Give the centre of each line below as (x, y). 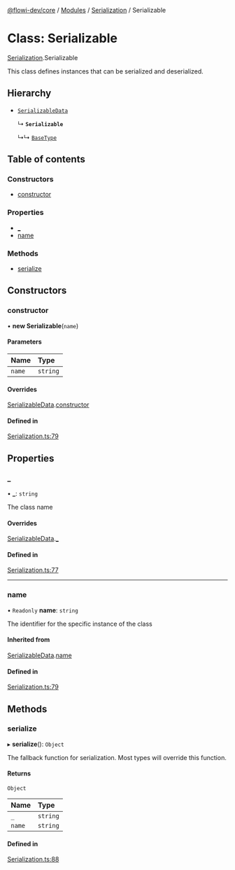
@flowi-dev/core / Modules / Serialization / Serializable (87, 10)
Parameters (24, 342)
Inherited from (29, 640)
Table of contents (46, 159)
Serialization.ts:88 (33, 860)
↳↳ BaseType (37, 137)
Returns (19, 773)
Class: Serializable (62, 38)
